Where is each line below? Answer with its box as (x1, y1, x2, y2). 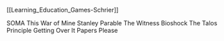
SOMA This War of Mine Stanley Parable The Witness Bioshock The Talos (6, 19, 218, 27)
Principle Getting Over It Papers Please (6, 27, 118, 34)
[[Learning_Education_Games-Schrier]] (6, 6, 119, 14)
